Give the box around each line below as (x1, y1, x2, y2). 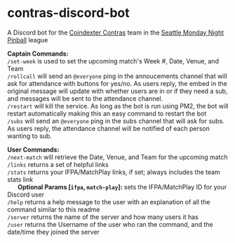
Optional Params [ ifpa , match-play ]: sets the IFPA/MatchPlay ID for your (17, 182, 227, 191)
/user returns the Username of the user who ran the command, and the (7, 220, 213, 228)
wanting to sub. (7, 132, 53, 140)
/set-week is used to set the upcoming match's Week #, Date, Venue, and (7, 56, 220, 65)
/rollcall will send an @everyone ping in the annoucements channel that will (7, 72, 227, 80)
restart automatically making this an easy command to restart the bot (7, 109, 207, 118)
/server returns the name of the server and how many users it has (7, 213, 199, 221)
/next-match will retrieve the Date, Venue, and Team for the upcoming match (7, 153, 228, 161)
